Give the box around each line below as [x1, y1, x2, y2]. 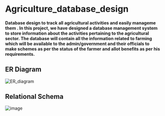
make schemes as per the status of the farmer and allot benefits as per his [5, 46, 160, 52]
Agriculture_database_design [5, 3, 129, 15]
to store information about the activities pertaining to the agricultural [5, 30, 149, 36]
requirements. [5, 51, 35, 57]
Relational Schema [5, 92, 64, 101]
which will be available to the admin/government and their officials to [5, 41, 150, 46]
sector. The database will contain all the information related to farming [5, 35, 152, 41]
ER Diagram [5, 65, 42, 74]
